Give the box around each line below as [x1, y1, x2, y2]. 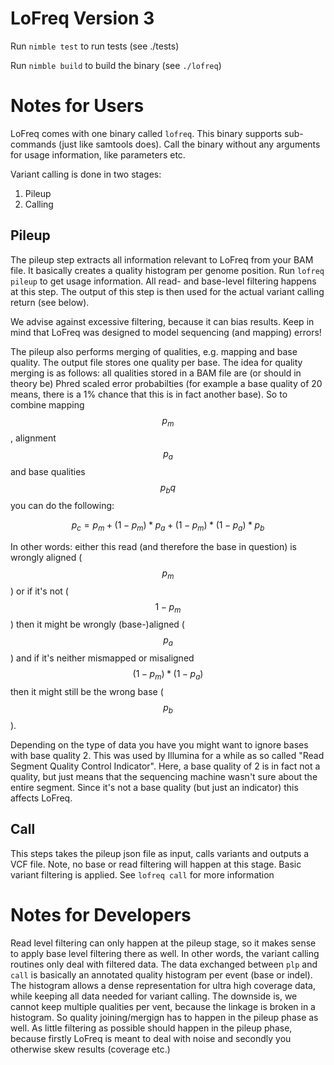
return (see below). [10, 296, 90, 308]
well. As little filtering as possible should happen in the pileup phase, [10, 1022, 293, 1034]
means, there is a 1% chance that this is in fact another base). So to [10, 388, 288, 400]
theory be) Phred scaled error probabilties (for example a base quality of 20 [10, 377, 323, 389]
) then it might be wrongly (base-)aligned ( [10, 618, 185, 631]
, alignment [10, 432, 57, 444]
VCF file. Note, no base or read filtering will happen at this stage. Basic [10, 858, 302, 870]
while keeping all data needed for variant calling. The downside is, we [10, 990, 298, 1002]
